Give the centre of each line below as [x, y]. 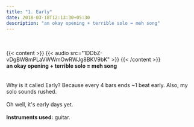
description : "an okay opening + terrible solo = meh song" [83, 23]
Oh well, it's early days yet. [40, 105]
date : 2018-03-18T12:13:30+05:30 [48, 18]
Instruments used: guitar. [38, 117]
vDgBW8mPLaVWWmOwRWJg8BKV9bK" [58, 60]
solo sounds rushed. [32, 92]
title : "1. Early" [29, 12]
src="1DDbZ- [86, 53]
